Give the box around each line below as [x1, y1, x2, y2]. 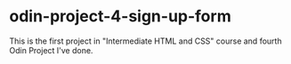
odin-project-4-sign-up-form [9, 6, 231, 27]
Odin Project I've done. [9, 44, 93, 55]
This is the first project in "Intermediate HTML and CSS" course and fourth [9, 36, 282, 46]
